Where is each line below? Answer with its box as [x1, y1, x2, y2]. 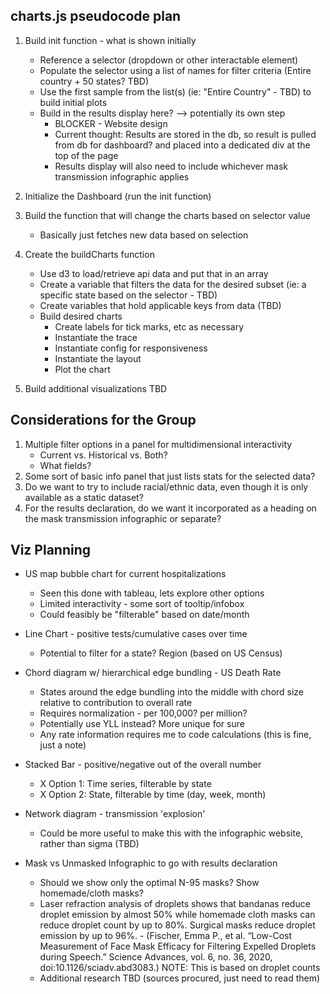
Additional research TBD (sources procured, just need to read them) [39, 972, 321, 984]
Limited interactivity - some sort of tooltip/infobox [39, 598, 245, 610]
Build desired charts [39, 310, 123, 322]
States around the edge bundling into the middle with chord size [39, 686, 305, 698]
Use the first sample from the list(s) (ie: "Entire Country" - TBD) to [39, 85, 312, 98]
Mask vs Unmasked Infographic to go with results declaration [24, 857, 278, 869]
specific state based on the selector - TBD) [39, 289, 218, 301]
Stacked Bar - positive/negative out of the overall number [24, 759, 262, 771]
